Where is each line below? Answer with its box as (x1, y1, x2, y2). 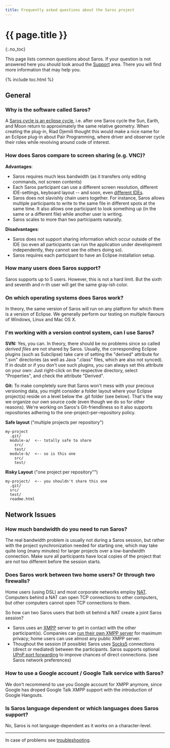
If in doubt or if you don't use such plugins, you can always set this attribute (5, 362, 163, 368)
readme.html (10, 497, 35, 502)
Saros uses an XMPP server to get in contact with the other (12, 625, 137, 631)
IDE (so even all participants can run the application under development (12, 241, 162, 247)
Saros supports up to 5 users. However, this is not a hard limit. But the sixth (5, 276, 162, 282)
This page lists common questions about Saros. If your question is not (5, 56, 151, 62)
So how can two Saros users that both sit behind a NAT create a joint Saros (5, 610, 162, 616)
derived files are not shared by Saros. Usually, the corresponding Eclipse (5, 346, 157, 352)
